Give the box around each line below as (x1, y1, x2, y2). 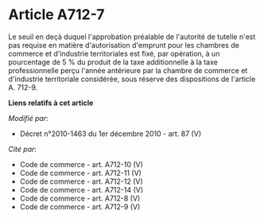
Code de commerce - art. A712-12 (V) (19, 177, 143, 186)
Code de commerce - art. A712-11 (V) (19, 168, 142, 177)
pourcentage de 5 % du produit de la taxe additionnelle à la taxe (8, 57, 219, 67)
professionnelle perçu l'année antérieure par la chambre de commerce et (8, 65, 248, 75)
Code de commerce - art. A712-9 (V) (19, 201, 141, 212)
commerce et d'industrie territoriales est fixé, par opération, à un (8, 49, 220, 58)
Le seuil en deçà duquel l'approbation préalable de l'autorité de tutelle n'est (8, 32, 256, 41)
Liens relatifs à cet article (8, 98, 94, 107)
